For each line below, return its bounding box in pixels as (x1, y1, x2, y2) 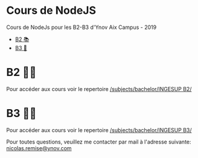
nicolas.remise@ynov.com (6, 144, 72, 151)
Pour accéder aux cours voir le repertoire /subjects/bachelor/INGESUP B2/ (6, 85, 192, 92)
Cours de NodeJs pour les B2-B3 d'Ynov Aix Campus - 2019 (6, 24, 157, 31)
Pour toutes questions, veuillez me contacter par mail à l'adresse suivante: (6, 138, 191, 145)
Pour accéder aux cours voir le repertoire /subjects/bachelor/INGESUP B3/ (6, 126, 192, 133)
